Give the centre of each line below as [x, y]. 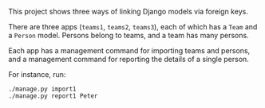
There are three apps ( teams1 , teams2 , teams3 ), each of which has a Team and [133, 27]
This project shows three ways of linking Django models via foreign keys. [129, 12]
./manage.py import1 [43, 89]
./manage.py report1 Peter [53, 96]
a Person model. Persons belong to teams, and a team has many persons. [129, 35]
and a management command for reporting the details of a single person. [129, 59]
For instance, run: [37, 74]
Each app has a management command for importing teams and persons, [129, 50]
